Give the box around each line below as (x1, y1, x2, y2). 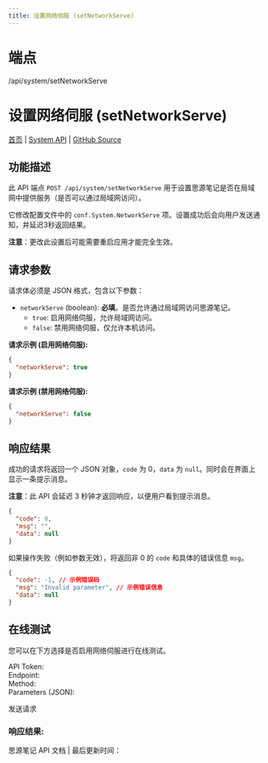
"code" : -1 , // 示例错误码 (15, 576, 100, 584)
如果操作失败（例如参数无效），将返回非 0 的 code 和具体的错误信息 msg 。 (8, 553, 249, 562)
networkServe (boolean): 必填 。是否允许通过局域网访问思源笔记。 (19, 302, 235, 313)
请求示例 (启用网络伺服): (8, 340, 88, 350)
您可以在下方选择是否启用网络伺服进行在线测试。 (8, 645, 170, 655)
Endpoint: (8, 670, 40, 680)
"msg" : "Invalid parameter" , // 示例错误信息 (15, 583, 163, 592)
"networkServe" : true (15, 363, 88, 371)
